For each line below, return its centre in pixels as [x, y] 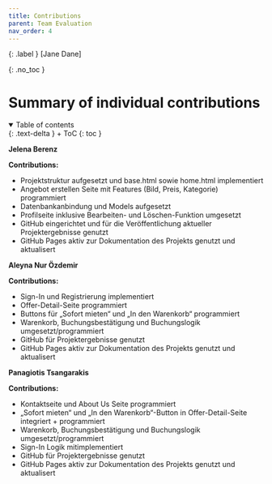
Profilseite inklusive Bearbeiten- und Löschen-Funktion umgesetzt [130, 215]
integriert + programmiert [62, 422]
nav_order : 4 [30, 31]
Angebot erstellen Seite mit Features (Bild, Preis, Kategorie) [119, 189]
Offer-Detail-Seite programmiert [74, 306]
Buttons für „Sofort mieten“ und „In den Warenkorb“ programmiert [130, 314]
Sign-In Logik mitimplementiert [72, 448]
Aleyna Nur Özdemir [43, 265]
